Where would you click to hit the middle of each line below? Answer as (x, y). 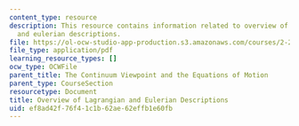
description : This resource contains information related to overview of (149, 26)
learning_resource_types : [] (63, 59)
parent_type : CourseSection (61, 83)
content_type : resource (53, 17)
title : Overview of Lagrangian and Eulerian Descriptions (119, 100)
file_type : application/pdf (61, 51)
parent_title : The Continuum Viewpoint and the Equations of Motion (139, 75)
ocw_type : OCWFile (43, 67)
